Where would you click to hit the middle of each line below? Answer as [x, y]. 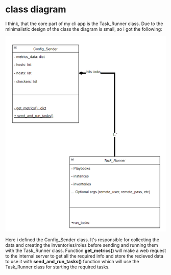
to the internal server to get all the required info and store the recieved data [84, 256]
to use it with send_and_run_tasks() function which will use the [72, 262]
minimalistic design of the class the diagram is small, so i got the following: [84, 29]
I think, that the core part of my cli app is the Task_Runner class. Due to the [84, 24]
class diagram [36, 9]
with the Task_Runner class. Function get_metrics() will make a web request [86, 251]
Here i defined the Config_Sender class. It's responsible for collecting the [82, 240]
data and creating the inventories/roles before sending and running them [82, 245]
